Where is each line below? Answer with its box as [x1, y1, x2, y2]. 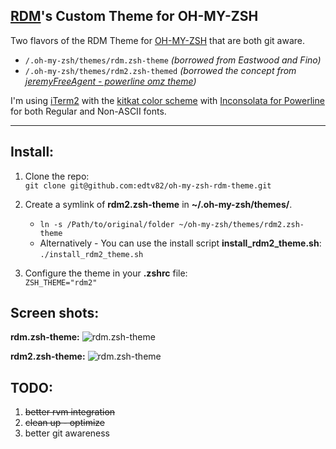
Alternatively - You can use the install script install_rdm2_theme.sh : [39, 237, 322, 249]
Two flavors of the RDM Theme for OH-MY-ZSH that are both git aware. [10, 34, 305, 46]
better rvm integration [24, 406, 116, 418]
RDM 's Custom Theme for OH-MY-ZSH [10, 8, 259, 25]
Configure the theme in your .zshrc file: [24, 267, 188, 279]
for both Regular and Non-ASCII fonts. [10, 105, 167, 117]
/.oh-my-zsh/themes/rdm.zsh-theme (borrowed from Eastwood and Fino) [24, 54, 322, 66]
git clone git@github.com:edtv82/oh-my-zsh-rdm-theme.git [24, 180, 272, 191]
